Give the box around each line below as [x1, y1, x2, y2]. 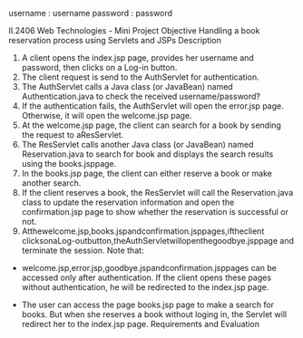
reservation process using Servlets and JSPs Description [8, 35, 221, 45]
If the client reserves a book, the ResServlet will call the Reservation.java [21, 188, 294, 198]
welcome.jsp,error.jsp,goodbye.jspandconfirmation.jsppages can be [21, 263, 278, 273]
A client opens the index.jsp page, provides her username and [21, 53, 255, 63]
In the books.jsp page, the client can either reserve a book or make [21, 168, 273, 179]
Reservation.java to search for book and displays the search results [21, 149, 274, 159]
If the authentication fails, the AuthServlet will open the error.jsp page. [21, 101, 284, 111]
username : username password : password [8, 8, 173, 18]
